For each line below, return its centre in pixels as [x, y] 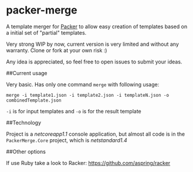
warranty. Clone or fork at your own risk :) [57, 50]
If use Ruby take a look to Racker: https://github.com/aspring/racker [88, 163]
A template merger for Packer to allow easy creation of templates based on [97, 26]
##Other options [26, 151]
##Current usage [27, 73]
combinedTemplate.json [34, 100]
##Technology [24, 122]
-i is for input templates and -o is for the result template [74, 111]
